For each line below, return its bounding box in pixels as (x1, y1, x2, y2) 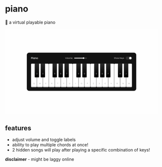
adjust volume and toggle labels (12, 137, 76, 143)
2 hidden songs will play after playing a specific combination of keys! (12, 147, 150, 153)
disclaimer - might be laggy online (5, 156, 74, 162)
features (5, 124, 32, 132)
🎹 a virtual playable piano (5, 19, 56, 25)
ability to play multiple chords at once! (12, 142, 89, 148)
